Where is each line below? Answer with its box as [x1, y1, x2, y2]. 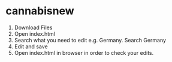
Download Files [14, 24, 53, 31]
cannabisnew [5, 4, 74, 18]
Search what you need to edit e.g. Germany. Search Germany [14, 36, 166, 44]
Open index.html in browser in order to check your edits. [14, 49, 154, 56]
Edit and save [14, 43, 49, 50]
